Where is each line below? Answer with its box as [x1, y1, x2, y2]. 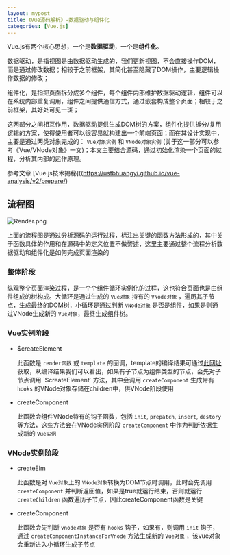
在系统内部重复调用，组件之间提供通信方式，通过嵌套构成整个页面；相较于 [7, 97, 217, 106]
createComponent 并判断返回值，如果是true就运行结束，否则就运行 [16, 487, 203, 495]
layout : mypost [7, 10, 51, 17]
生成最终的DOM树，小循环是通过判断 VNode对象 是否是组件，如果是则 [18, 301, 212, 309]
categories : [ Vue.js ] [7, 23, 69, 29]
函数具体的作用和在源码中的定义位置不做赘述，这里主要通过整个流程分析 [12, 240, 217, 248]
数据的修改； [12, 74, 49, 82]
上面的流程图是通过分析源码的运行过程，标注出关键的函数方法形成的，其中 [7, 231, 217, 240]
